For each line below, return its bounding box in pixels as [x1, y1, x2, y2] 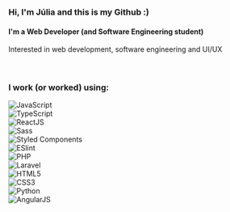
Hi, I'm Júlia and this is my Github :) [8, 6, 149, 18]
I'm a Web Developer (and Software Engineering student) [8, 27, 204, 36]
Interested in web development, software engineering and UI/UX [8, 45, 223, 54]
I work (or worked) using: [8, 82, 110, 93]
